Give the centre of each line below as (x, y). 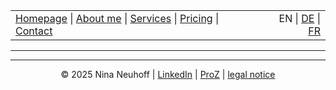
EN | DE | (299, 18)
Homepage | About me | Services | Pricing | (117, 18)
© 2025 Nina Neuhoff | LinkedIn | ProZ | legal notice (168, 74)
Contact (34, 31)
